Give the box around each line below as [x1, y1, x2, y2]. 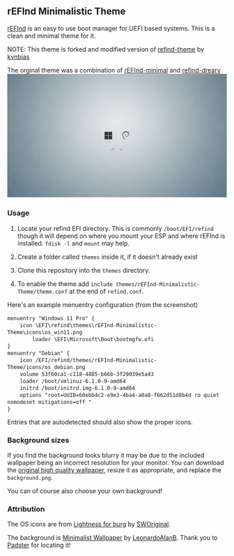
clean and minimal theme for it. [7, 31, 96, 40]
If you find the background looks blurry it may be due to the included [7, 451, 205, 459]
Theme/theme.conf [17, 288, 68, 295]
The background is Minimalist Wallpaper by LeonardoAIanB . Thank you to [7, 534, 218, 542]
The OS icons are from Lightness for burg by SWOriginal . [7, 520, 171, 529]
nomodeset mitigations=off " [7, 398, 92, 405]
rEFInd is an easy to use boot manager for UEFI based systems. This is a [7, 24, 215, 32]
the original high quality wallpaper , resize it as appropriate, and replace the [7, 465, 221, 474]
